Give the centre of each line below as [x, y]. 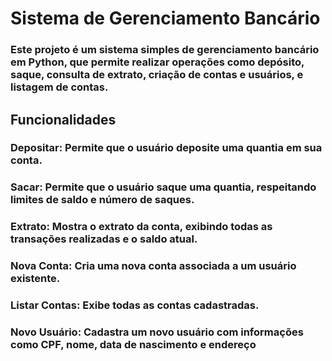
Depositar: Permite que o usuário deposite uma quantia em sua [166, 148]
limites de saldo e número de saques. [102, 200]
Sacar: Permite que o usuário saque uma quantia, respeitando [163, 187]
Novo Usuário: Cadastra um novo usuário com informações [157, 332]
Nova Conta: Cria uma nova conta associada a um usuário [153, 266]
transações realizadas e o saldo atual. [104, 239]
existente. [35, 279]
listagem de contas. [59, 87]
